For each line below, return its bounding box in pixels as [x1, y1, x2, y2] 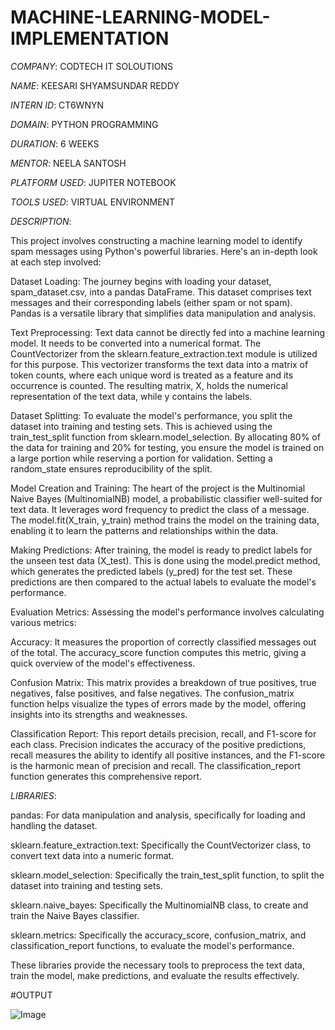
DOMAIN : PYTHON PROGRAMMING [10, 118, 159, 130]
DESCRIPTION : [10, 215, 72, 227]
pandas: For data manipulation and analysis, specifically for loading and [10, 809, 306, 821]
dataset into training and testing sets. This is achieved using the [10, 420, 273, 432]
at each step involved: [10, 256, 102, 268]
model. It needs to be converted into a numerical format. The [10, 337, 262, 349]
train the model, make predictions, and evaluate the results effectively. [10, 969, 300, 981]
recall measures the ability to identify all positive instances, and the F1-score [10, 749, 326, 761]
